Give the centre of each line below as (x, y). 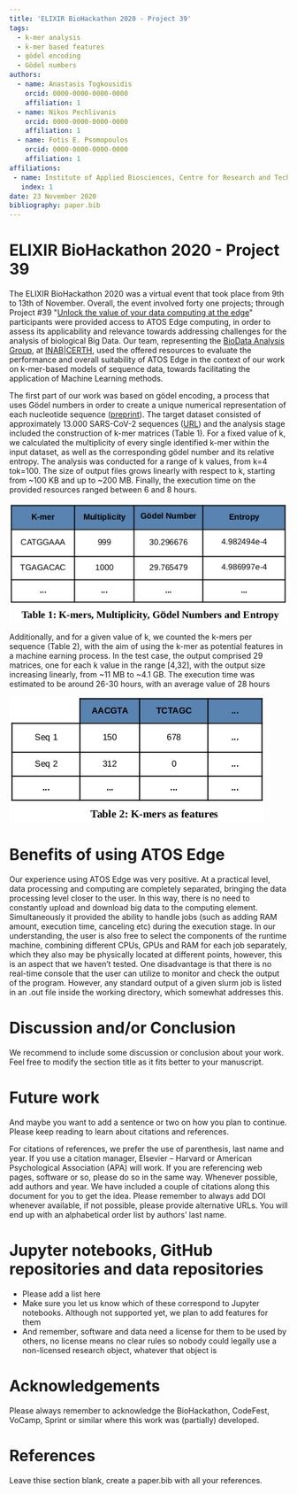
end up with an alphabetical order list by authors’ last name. (118, 1214)
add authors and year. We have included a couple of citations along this (140, 1186)
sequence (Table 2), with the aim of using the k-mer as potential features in (146, 646)
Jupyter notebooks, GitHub (111, 1251)
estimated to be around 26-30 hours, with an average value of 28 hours (140, 684)
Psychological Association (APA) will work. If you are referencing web (136, 1167)
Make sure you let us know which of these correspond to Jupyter (141, 1303)
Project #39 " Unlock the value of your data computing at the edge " (131, 313)
